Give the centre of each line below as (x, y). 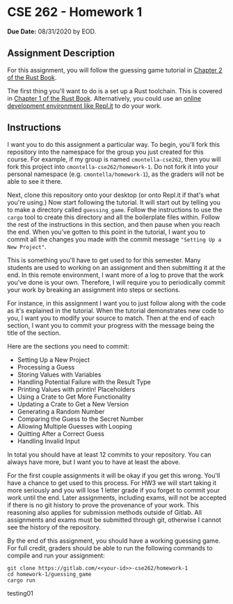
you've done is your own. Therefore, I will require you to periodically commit (116, 282)
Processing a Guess (46, 367)
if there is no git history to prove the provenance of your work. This (103, 504)
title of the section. (34, 333)
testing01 (20, 593)
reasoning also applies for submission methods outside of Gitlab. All (105, 512)
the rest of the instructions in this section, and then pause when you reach (114, 224)
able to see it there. (35, 181)
